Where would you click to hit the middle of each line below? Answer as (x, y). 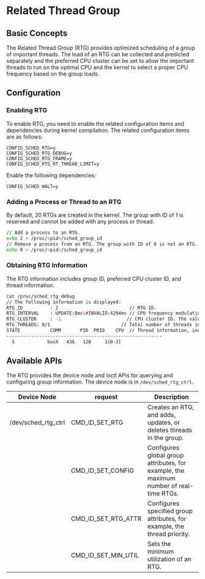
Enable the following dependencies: (51, 175)
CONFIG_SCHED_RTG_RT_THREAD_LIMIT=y (53, 164)
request (106, 397)
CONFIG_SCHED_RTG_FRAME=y (39, 158)
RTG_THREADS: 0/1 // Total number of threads (99, 325)
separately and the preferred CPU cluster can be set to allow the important (100, 61)
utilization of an (169, 559)
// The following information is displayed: (64, 302)
